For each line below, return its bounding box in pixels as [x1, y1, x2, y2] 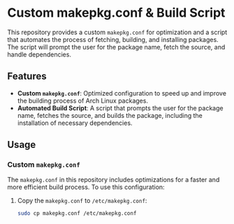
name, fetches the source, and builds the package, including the [17, 111, 203, 119]
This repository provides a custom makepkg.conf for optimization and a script [7, 28, 228, 36]
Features [7, 70, 47, 82]
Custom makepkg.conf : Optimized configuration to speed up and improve [17, 89, 227, 97]
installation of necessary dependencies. [17, 119, 133, 127]
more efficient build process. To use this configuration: [7, 183, 166, 191]
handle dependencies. [7, 50, 72, 59]
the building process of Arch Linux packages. [17, 96, 149, 105]
